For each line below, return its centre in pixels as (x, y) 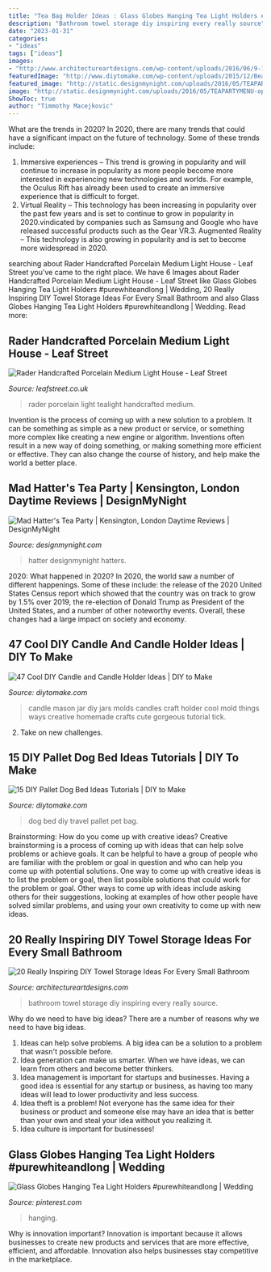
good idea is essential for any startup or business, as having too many (136, 1086)
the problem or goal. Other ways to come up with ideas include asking (125, 888)
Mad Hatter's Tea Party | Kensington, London (124, 488)
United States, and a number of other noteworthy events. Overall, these (127, 610)
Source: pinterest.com (45, 1202)
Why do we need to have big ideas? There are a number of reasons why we (134, 1019)
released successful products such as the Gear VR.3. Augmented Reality (141, 231)
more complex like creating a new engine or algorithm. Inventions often (126, 437)
